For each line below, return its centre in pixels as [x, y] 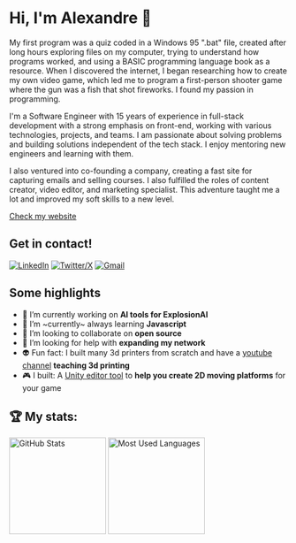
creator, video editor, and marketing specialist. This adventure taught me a [144, 189]
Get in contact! [51, 244]
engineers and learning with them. [72, 153]
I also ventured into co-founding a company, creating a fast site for [131, 171]
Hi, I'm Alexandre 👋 [80, 18]
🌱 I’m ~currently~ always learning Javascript [104, 324]
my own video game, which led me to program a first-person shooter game [146, 80]
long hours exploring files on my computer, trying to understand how [134, 51]
